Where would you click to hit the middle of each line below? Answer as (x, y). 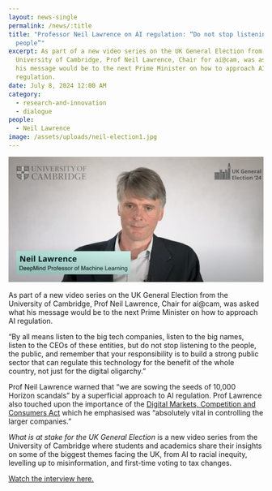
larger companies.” (40, 421)
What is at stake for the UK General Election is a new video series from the (133, 437)
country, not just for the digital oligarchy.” (77, 371)
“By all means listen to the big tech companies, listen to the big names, (126, 336)
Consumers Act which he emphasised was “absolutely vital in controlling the (136, 412)
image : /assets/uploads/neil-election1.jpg (83, 137)
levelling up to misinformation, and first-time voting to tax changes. (120, 463)
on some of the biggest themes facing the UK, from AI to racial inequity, (128, 454)
